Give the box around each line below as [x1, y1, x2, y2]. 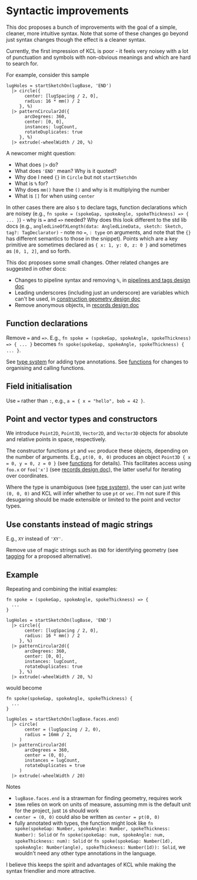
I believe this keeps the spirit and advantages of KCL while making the [6, 861, 176, 868]
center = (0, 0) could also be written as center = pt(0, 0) [14, 814, 160, 820]
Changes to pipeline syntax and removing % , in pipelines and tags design [14, 276, 191, 284]
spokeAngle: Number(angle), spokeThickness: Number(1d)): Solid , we [14, 844, 186, 851]
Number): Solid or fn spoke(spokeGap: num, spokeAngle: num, [14, 831, 165, 838]
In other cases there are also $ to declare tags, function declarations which [6, 204, 187, 211]
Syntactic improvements [6, 4, 129, 18]
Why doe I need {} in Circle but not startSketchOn [14, 174, 137, 181]
